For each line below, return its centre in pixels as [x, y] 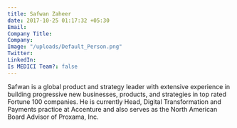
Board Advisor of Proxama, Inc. [53, 117]
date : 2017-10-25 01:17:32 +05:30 [59, 21]
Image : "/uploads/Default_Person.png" [65, 47]
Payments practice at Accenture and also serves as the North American [112, 109]
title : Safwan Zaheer [39, 14]
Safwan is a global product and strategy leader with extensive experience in [119, 86]
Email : [17, 27]
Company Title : [30, 34]
